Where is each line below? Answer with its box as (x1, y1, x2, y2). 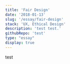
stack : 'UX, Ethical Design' (5, 21, 66, 27)
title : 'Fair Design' (5, 7, 50, 13)
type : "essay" (5, 36, 35, 41)
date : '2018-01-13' (5, 12, 46, 17)
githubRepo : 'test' (5, 31, 46, 36)
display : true (5, 40, 35, 45)
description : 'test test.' (5, 26, 61, 31)
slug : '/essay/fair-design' (5, 17, 64, 22)
